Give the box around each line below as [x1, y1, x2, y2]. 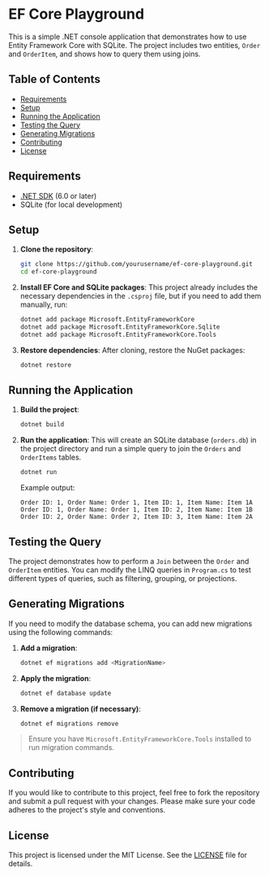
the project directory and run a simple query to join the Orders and [19, 444, 241, 454]
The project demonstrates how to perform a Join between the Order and [8, 557, 250, 566]
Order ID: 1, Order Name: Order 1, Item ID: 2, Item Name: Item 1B [19, 506, 253, 514]
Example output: [19, 483, 75, 493]
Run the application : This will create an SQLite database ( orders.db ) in [19, 435, 257, 445]
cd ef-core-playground [19, 268, 97, 276]
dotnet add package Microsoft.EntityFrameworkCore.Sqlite [19, 323, 220, 331]
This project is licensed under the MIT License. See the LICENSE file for [8, 850, 248, 860]
